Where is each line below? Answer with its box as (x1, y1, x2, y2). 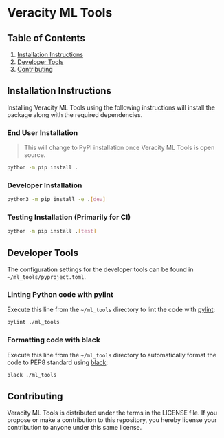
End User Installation (7, 127, 78, 137)
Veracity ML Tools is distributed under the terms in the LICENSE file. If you (7, 408, 218, 417)
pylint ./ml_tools (7, 319, 60, 326)
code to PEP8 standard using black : (7, 358, 109, 366)
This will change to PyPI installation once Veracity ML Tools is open (23, 143, 215, 152)
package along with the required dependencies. (7, 110, 143, 118)
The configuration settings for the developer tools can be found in (7, 265, 194, 273)
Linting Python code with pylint (7, 290, 113, 300)
